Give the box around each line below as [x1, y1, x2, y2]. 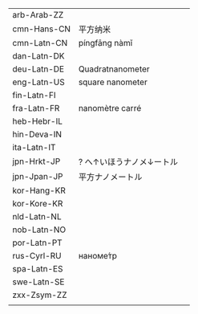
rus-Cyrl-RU [12, 251, 62, 261]
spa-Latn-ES [12, 263, 63, 274]
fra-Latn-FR [12, 103, 60, 113]
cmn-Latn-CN [12, 38, 68, 48]
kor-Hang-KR [12, 185, 66, 196]
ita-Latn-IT [12, 142, 56, 153]
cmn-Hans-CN [12, 23, 71, 35]
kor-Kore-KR [12, 198, 63, 209]
